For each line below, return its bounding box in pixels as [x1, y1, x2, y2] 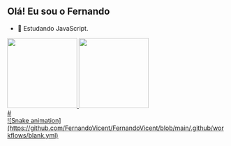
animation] [30, 116, 61, 124]
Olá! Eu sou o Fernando [7, 6, 110, 17]
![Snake [7, 116, 29, 124]
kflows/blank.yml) [7, 131, 59, 139]
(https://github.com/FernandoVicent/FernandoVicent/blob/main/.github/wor [7, 124, 225, 132]
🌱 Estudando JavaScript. [17, 24, 89, 32]
